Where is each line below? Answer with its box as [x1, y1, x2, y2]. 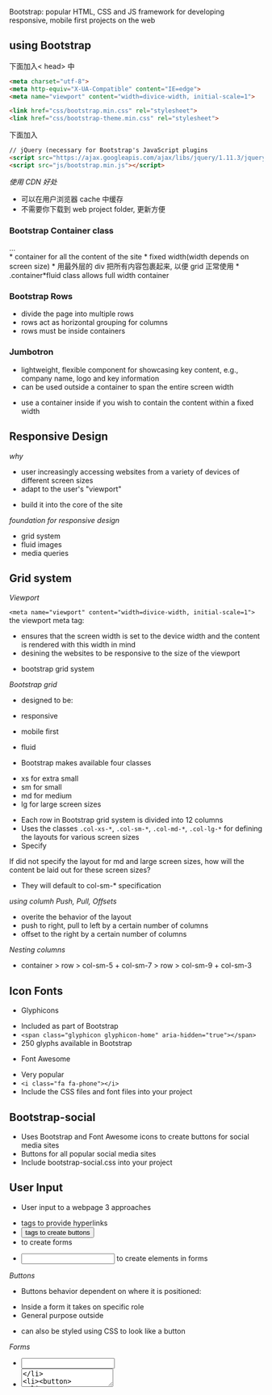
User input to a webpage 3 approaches [20, 1202, 152, 1212]
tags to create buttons [24, 1228, 90, 1237]
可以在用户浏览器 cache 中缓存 [20, 194, 124, 204]
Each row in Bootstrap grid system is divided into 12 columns [20, 816, 224, 825]
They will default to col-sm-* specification [20, 881, 162, 891]
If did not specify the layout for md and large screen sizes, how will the [9, 857, 245, 866]
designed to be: [20, 695, 73, 706]
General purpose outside [20, 1310, 104, 1320]
